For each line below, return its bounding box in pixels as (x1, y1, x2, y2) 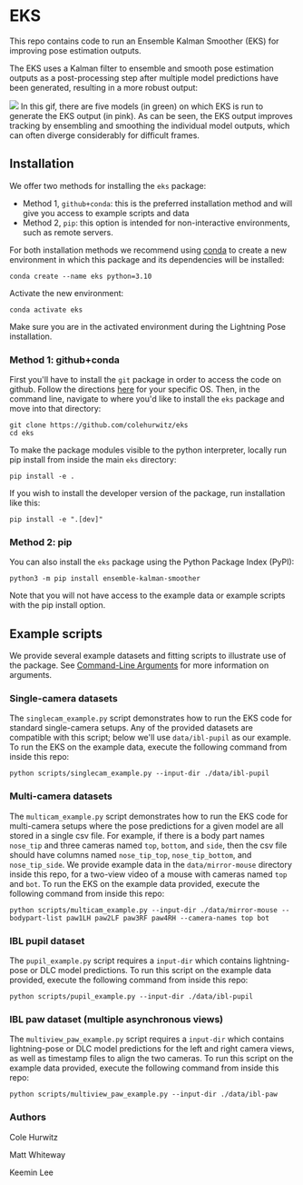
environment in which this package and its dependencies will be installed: (9, 254, 285, 264)
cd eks (9, 429, 34, 438)
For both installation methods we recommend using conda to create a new (9, 244, 288, 255)
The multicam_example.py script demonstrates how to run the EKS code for (9, 811, 288, 822)
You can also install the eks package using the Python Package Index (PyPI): (9, 556, 295, 568)
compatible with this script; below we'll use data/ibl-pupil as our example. (9, 732, 292, 743)
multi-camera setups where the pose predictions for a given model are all (9, 820, 284, 831)
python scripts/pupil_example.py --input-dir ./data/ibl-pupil (9, 992, 254, 1001)
